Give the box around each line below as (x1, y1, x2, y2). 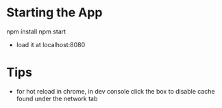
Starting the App (6, 5, 103, 21)
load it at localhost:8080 (16, 40, 86, 49)
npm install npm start (6, 27, 66, 36)
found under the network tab (16, 94, 98, 103)
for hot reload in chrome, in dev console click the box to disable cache (16, 87, 215, 95)
